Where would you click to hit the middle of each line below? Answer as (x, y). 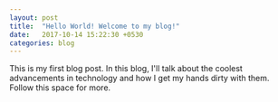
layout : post (34, 18)
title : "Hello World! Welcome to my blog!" (95, 26)
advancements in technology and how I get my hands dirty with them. (139, 79)
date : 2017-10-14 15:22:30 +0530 (77, 34)
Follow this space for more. (60, 88)
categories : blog (42, 43)
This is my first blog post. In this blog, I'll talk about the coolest (126, 69)
